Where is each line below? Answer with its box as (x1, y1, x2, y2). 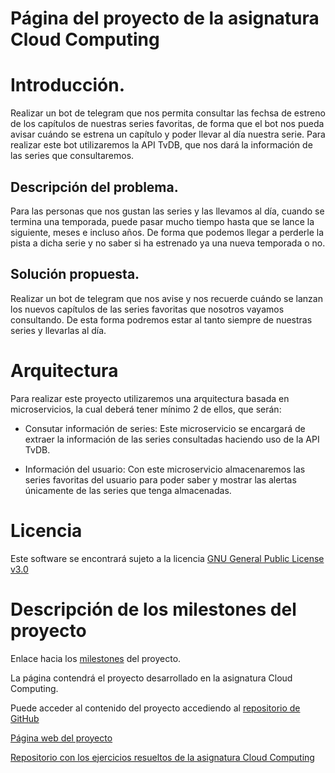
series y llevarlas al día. (10, 324, 107, 336)
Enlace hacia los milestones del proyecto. (10, 652, 182, 664)
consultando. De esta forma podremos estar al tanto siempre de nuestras (10, 313, 313, 326)
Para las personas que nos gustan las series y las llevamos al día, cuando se (10, 205, 325, 217)
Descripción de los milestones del (10, 598, 297, 621)
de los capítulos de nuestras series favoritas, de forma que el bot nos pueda (10, 118, 325, 130)
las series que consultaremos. (10, 150, 135, 162)
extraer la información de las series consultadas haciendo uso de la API (24, 433, 320, 445)
